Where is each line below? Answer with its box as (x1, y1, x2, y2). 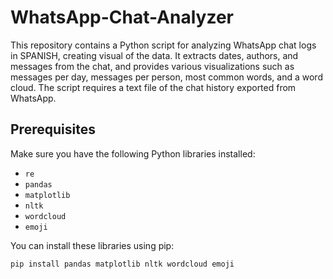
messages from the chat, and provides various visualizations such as (10, 60, 295, 72)
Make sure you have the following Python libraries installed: (10, 147, 256, 160)
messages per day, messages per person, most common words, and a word (10, 71, 323, 83)
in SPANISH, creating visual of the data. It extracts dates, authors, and (10, 49, 299, 61)
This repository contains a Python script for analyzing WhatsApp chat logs (10, 39, 317, 51)
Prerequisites (10, 121, 96, 138)
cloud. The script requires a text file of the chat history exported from (10, 81, 297, 93)
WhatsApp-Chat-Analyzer (10, 6, 234, 29)
